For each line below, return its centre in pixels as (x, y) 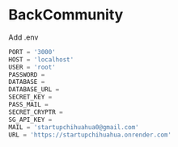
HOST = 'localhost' (41, 59)
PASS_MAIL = (28, 105)
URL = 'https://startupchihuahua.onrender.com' (90, 135)
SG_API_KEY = (30, 120)
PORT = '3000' (32, 52)
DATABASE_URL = (34, 90)
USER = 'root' (32, 67)
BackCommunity (66, 15)
